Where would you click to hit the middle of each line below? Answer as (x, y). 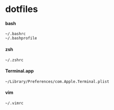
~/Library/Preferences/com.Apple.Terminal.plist (57, 81)
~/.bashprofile (21, 38)
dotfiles (22, 9)
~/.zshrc (14, 60)
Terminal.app (20, 71)
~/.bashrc (16, 34)
